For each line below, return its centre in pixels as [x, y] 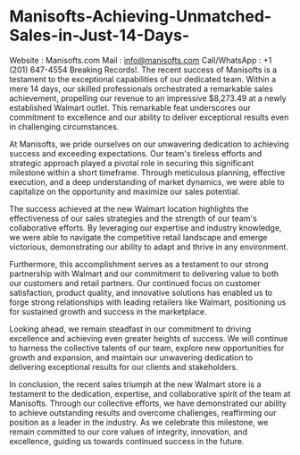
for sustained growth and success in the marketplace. [108, 311]
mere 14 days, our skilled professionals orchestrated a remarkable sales [142, 88]
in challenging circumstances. [64, 126]
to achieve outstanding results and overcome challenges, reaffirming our [143, 412]
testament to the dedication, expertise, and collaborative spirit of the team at [150, 393]
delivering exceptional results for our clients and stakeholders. [124, 367]
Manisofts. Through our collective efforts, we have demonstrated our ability [148, 403]
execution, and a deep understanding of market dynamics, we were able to [147, 181]
